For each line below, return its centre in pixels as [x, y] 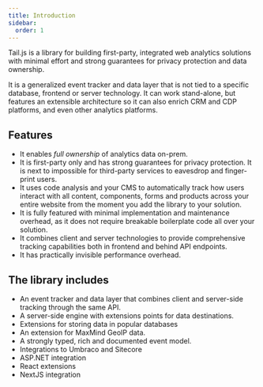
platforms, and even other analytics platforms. [83, 110]
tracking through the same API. [70, 307]
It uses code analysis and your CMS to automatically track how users [132, 188]
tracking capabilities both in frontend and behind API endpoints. [123, 247]
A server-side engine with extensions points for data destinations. [127, 316]
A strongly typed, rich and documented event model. [105, 341]
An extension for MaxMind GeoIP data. [83, 332]
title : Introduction [42, 15]
